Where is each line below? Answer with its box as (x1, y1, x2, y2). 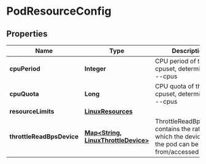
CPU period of (155, 57, 196, 65)
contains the (155, 125, 191, 133)
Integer (84, 65, 106, 73)
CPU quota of (155, 82, 194, 90)
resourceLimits (9, 107, 55, 115)
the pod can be (155, 140, 199, 148)
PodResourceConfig (6, 4, 112, 18)
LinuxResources (84, 107, 133, 115)
